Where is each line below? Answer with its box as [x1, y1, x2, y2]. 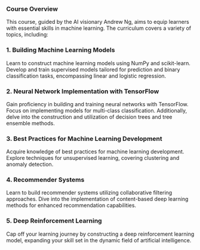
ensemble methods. [6, 119, 55, 126]
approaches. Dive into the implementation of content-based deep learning [6, 196, 189, 203]
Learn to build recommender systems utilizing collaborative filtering [6, 189, 173, 196]
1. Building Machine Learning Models [6, 46, 115, 54]
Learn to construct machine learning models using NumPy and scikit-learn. [6, 59, 191, 67]
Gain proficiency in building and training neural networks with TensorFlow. [6, 100, 189, 107]
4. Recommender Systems [6, 175, 85, 184]
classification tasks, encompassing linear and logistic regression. [6, 72, 167, 79]
